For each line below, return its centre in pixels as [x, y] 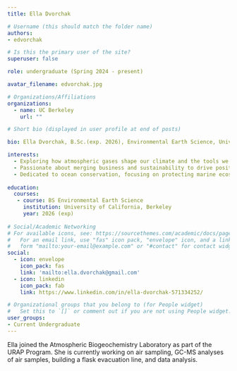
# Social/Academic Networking [52, 227]
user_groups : [26, 318]
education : [23, 187]
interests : [23, 155]
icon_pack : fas [42, 266]
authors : [20, 33]
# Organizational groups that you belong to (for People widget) [105, 305]
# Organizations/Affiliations [52, 97]
